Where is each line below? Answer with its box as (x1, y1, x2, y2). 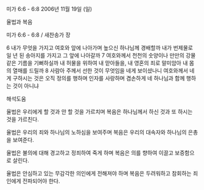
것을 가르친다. (6, 116, 40, 123)
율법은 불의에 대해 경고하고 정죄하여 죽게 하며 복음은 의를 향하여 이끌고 (6, 149, 174, 157)
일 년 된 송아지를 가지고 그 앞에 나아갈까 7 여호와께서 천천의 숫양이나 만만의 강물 (6, 52, 196, 59)
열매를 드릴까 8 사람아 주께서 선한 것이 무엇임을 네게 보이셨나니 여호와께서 (12, 67, 189, 74)
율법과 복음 (6, 18, 33, 26)
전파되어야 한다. (22, 177, 60, 185)
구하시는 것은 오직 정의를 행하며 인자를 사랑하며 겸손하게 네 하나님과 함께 (12, 75, 185, 82)
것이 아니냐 (12, 82, 40, 90)
